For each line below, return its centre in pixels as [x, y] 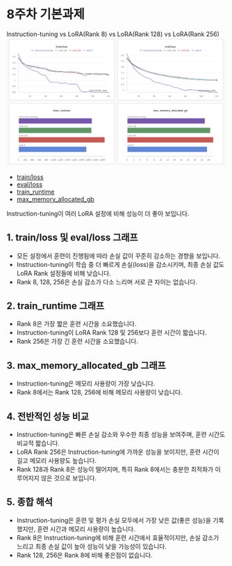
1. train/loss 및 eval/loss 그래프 [72, 238]
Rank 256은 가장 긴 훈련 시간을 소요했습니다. [77, 342]
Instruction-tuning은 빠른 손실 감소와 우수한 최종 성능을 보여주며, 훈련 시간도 [121, 435]
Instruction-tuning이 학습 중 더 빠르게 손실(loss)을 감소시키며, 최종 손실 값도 [121, 264]
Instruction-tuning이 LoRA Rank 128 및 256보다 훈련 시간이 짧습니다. [111, 332]
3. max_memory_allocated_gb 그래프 [86, 366]
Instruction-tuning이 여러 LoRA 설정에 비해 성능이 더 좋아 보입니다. [98, 213]
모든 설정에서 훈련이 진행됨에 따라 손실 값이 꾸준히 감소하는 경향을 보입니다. [118, 256]
